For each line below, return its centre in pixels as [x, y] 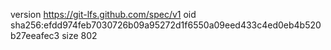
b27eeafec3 [35, 35]
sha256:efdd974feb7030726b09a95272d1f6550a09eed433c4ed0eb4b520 [166, 25]
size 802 [79, 35]
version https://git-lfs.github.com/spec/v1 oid [103, 14]
